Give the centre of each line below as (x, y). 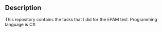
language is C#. (21, 24)
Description (23, 8)
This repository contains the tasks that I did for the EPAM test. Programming (81, 19)
